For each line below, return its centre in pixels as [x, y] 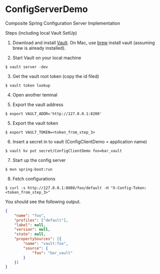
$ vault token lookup [28, 85]
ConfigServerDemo [47, 9]
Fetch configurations [34, 178]
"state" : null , [30, 234]
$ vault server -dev [27, 67]
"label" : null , [30, 225]
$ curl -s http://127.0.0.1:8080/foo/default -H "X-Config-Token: [76, 188]
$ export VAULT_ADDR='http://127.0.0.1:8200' [53, 114]
